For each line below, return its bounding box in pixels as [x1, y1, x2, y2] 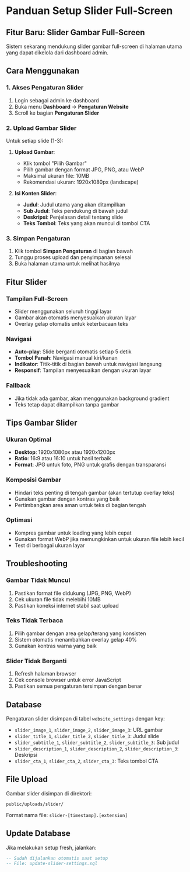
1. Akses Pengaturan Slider [6, 84, 84, 92]
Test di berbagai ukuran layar [14, 542, 85, 549]
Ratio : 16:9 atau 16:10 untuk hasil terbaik [14, 455, 112, 462]
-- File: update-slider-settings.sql [6, 861, 98, 867]
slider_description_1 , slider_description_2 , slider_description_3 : [14, 745, 179, 752]
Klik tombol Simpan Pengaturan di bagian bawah [14, 247, 133, 255]
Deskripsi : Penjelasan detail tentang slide [23, 213, 124, 220]
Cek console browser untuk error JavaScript [14, 677, 121, 684]
